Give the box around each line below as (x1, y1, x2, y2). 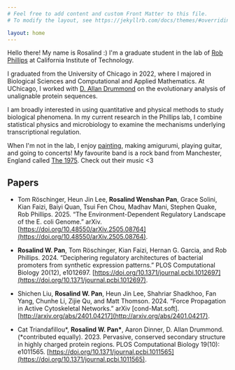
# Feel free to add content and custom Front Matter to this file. (7, 10, 208, 18)
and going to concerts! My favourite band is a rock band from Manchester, (7, 149, 222, 158)
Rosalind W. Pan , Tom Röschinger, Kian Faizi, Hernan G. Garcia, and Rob (17, 246, 227, 254)
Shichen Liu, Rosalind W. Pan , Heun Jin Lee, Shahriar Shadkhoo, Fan (17, 289, 217, 298)
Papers (7, 177, 39, 189)
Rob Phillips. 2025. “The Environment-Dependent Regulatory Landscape (17, 210, 226, 219)
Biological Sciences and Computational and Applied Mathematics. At (7, 77, 205, 85)
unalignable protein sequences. (7, 92, 98, 100)
